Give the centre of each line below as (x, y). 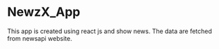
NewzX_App (44, 12)
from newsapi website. (40, 38)
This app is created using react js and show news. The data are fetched (109, 31)
